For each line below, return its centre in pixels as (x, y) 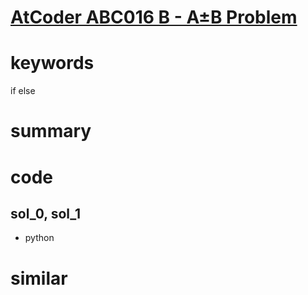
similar (39, 278)
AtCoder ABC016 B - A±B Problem (154, 17)
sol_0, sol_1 (46, 213)
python (39, 238)
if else (23, 91)
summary (51, 131)
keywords (52, 63)
